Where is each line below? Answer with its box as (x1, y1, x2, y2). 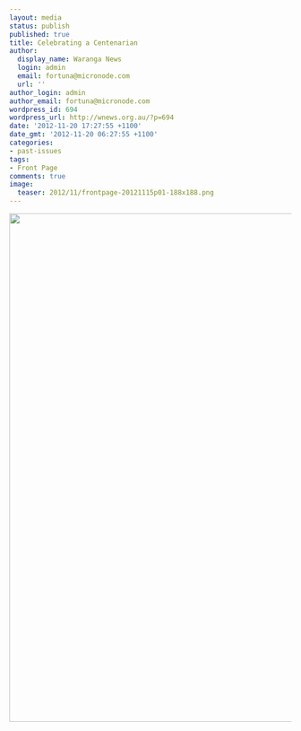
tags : (9, 154, 30, 164)
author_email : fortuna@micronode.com (9, 96, 150, 106)
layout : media (9, 13, 63, 22)
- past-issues (9, 146, 63, 155)
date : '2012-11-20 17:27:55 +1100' (9, 122, 142, 131)
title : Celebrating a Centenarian (9, 38, 139, 48)
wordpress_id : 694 (9, 105, 78, 114)
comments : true (9, 171, 66, 180)
